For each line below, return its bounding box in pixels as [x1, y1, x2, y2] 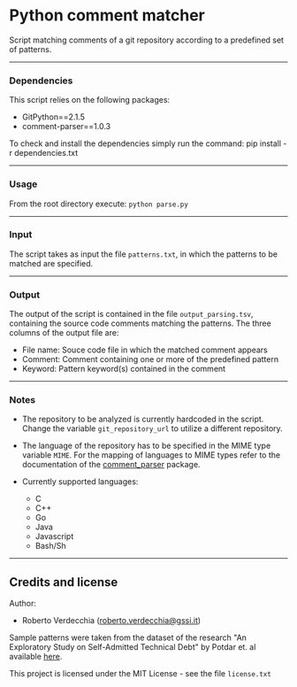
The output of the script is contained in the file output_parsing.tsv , [9, 309, 254, 320]
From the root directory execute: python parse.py [9, 198, 188, 209]
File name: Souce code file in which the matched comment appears [21, 344, 268, 355]
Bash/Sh [34, 541, 66, 552]
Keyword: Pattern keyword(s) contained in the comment [21, 364, 226, 374]
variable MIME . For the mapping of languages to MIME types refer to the [21, 450, 281, 460]
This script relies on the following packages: [9, 95, 171, 105]
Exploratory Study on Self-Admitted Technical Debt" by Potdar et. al [9, 642, 256, 652]
